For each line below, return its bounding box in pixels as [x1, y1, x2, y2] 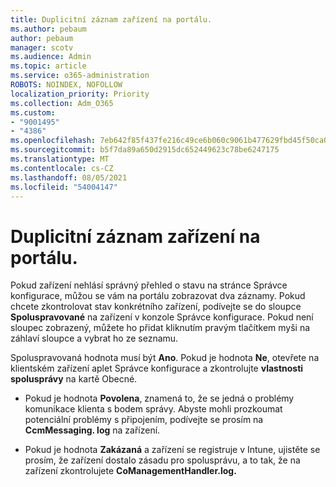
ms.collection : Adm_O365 [10, 98, 114, 108]
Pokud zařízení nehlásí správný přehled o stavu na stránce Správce [10, 279, 288, 291]
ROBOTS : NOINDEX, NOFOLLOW [10, 80, 123, 90]
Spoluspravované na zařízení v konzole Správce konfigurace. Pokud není [10, 311, 314, 323]
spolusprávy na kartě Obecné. [10, 373, 138, 385]
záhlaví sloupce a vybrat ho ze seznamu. [10, 332, 179, 345]
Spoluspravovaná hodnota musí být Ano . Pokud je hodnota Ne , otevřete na [10, 352, 320, 364]
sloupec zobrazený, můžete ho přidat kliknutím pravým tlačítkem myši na [10, 322, 311, 334]
